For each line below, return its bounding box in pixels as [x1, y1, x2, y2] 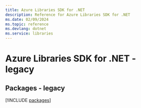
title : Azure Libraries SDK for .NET [5, 7, 85, 13]
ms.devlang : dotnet [5, 26, 47, 31]
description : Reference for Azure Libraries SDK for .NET [5, 12, 130, 17]
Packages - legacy [5, 84, 65, 92]
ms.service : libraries [5, 31, 53, 36]
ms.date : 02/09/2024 [5, 17, 49, 22]
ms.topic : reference [5, 21, 49, 27]
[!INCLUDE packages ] [5, 97, 51, 103]
